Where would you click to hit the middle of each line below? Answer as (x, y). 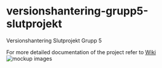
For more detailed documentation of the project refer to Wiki (81, 52)
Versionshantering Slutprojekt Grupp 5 (54, 40)
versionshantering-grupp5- (77, 11)
